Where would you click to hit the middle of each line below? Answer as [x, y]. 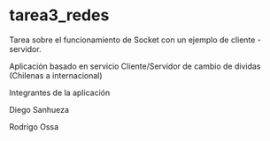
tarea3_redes [59, 15]
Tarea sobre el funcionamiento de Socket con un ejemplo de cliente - [135, 40]
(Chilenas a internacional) [56, 75]
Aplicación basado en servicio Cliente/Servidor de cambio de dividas [135, 66]
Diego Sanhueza [39, 109]
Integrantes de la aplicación [60, 93]
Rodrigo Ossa [34, 126]
